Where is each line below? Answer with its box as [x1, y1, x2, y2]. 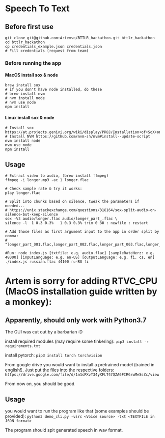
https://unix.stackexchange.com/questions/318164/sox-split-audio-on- [9, 208, 157, 213]
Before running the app [5, 59, 61, 66]
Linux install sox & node [5, 114, 55, 120]
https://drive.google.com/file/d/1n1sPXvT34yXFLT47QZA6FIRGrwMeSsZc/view [5, 372, 160, 377]
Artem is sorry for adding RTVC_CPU [5, 275, 158, 287]
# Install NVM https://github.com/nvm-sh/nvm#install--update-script [5, 134, 151, 139]
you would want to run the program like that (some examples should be [5, 408, 149, 414]
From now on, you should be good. [5, 381, 76, 387]
